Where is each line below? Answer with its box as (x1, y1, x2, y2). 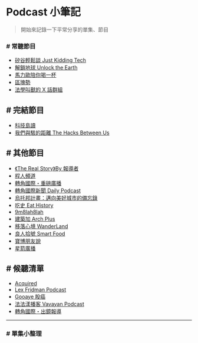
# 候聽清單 (6, 263, 44, 274)
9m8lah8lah (14, 208, 44, 215)
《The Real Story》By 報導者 (14, 164, 79, 171)
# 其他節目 (6, 148, 44, 158)
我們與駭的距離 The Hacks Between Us (14, 129, 110, 136)
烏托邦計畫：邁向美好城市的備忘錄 (14, 194, 98, 201)
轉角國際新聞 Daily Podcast (14, 187, 81, 194)
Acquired (14, 279, 37, 286)
